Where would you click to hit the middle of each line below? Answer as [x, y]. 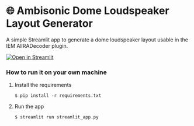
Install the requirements [43, 85]
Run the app [29, 107]
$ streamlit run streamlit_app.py [56, 117]
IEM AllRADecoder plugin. [37, 45]
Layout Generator [50, 24]
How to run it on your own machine [56, 72]
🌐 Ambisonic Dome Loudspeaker [88, 11]
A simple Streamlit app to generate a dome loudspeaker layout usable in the [97, 40]
